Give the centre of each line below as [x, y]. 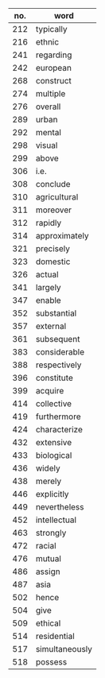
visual [47, 145]
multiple [51, 93]
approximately [62, 236]
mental [49, 132]
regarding [54, 55]
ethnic [47, 42]
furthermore [58, 416]
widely [48, 468]
